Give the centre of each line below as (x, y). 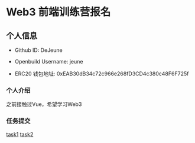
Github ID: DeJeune (39, 50)
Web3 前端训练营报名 (58, 12)
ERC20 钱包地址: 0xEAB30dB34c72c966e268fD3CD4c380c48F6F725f (102, 74)
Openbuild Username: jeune (49, 61)
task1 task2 (20, 134)
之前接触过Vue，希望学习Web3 (44, 104)
